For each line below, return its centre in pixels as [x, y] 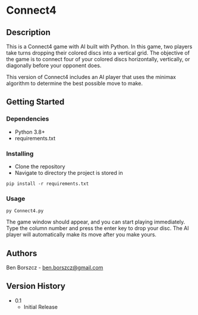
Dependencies [28, 119]
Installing [20, 153]
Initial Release [41, 307]
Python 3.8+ [30, 132]
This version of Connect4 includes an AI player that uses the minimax [91, 77]
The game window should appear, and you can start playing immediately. [96, 222]
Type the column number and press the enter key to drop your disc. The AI [98, 228]
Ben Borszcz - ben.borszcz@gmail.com [55, 267]
